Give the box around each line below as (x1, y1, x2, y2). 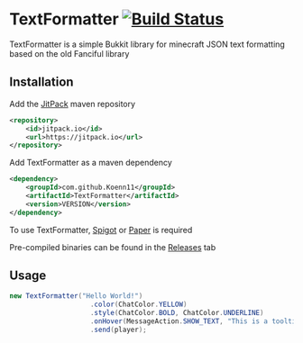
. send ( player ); (89, 325, 147, 334)
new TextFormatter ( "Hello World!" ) (9, 292, 143, 301)
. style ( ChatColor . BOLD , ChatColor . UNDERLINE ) (89, 309, 264, 318)
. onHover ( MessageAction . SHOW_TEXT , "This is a (89, 317, 269, 326)
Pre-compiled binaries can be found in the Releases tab (9, 241, 216, 252)
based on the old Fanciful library (9, 48, 130, 59)
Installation (9, 75, 74, 90)
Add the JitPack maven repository (9, 98, 136, 109)
